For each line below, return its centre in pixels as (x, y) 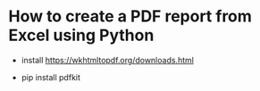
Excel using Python (81, 35)
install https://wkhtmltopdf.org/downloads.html (107, 60)
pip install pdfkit (51, 77)
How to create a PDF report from (130, 17)
